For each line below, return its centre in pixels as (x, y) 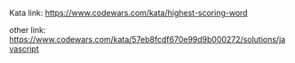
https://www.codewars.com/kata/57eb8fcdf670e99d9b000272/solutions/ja (147, 39)
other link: (28, 30)
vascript (24, 49)
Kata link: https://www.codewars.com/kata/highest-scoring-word (128, 13)
